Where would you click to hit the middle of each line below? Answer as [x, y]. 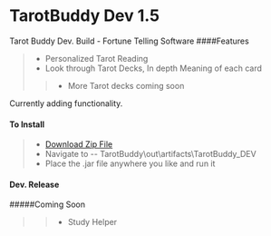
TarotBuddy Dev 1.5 [85, 16]
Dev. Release [34, 184]
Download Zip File [79, 144]
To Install [27, 124]
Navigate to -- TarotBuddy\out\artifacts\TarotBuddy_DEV [150, 154]
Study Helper [92, 222]
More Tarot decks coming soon [126, 85]
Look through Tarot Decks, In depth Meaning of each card [154, 68]
